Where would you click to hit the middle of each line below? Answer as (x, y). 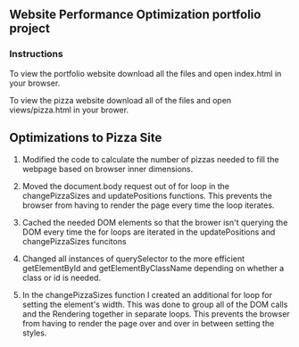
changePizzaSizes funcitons (74, 241)
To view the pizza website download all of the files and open (120, 100)
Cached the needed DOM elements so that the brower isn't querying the (155, 222)
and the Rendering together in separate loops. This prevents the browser (156, 314)
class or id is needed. (61, 277)
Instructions (37, 54)
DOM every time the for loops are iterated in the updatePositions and (149, 232)
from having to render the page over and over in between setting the (148, 323)
